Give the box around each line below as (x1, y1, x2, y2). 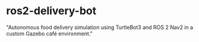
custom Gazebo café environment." (6, 30, 93, 37)
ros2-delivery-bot (6, 4, 97, 18)
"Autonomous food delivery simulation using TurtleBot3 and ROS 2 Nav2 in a (6, 24, 194, 31)
